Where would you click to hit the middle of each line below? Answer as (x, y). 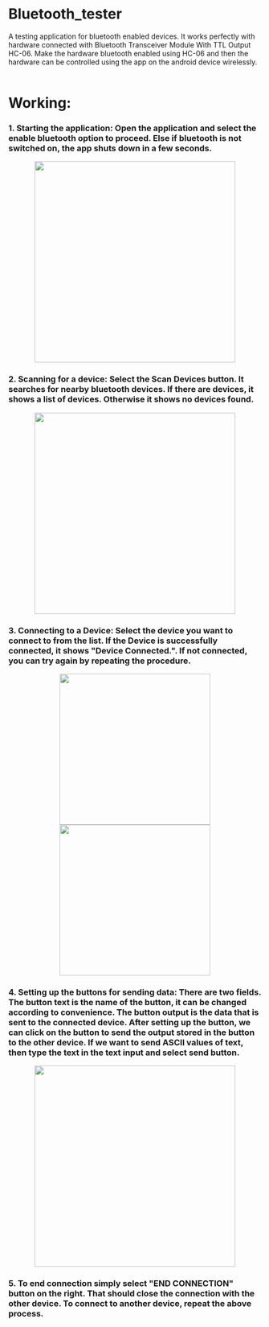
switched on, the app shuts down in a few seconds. (110, 148)
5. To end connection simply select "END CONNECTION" (121, 1284)
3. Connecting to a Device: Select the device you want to (121, 630)
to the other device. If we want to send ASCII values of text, (126, 1042)
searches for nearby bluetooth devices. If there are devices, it (131, 389)
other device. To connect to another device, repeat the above (130, 1304)
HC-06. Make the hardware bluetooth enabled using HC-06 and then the (128, 53)
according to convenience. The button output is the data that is (134, 1012)
